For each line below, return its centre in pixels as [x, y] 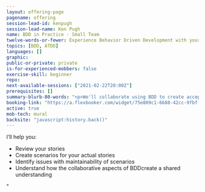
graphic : [17, 57]
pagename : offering [31, 18]
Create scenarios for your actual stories [65, 155]
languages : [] [24, 52]
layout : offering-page [35, 12]
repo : [13, 80]
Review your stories [40, 149]
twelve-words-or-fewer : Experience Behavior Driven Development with [97, 40]
